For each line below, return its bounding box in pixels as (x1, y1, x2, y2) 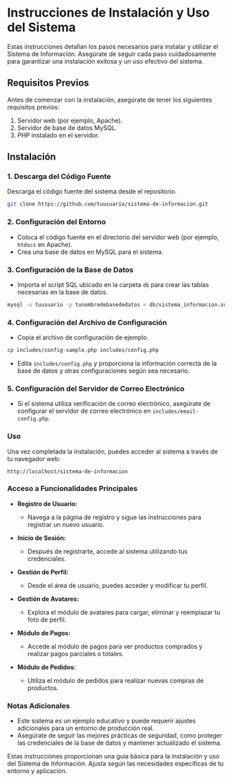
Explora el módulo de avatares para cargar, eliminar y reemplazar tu (27, 608, 221, 616)
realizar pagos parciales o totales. (27, 649, 124, 658)
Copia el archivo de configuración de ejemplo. (17, 333, 149, 342)
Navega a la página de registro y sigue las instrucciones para (27, 513, 202, 521)
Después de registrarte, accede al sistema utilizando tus (27, 547, 188, 555)
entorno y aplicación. (7, 767, 68, 775)
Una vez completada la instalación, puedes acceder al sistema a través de (7, 447, 218, 456)
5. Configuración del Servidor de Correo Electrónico (7, 384, 185, 393)
